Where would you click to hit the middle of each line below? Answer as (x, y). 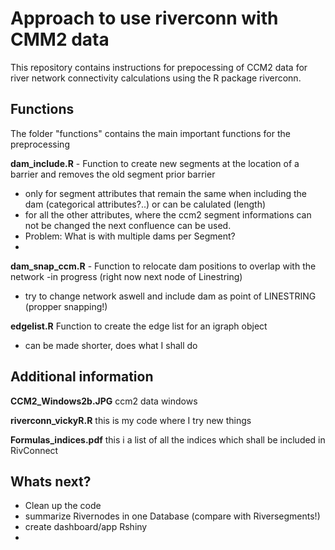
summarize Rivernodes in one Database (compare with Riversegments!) (172, 516)
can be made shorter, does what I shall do (111, 345)
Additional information (82, 377)
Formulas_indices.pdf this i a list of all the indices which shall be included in (168, 439)
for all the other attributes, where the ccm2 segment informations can (168, 214)
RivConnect (34, 450)
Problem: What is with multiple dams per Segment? (130, 236)
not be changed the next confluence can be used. (128, 225)
